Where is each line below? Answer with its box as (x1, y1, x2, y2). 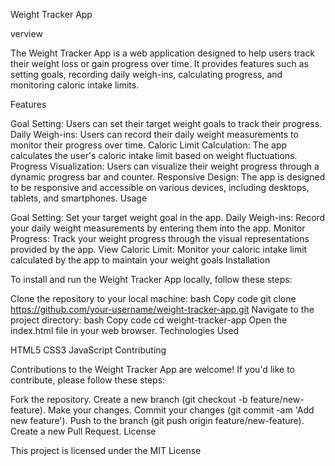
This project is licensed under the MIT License (10, 445, 202, 456)
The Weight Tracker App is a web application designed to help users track (10, 47, 316, 59)
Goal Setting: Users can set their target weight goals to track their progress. (10, 118, 323, 129)
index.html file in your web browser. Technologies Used (10, 325, 240, 336)
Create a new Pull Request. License (10, 425, 157, 437)
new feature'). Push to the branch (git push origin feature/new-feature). (10, 415, 305, 426)
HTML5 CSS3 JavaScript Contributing (10, 344, 167, 356)
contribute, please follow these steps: (10, 374, 166, 386)
